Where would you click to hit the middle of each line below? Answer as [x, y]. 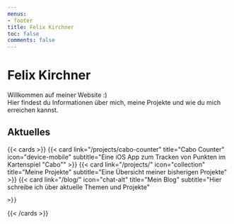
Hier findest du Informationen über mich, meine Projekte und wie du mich [114, 103]
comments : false [31, 40]
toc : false [23, 34]
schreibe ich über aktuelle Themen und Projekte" [78, 187]
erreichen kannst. [33, 110]
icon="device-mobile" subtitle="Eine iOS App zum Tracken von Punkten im [117, 157]
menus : [17, 14]
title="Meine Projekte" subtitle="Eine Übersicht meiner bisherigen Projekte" [117, 172]
